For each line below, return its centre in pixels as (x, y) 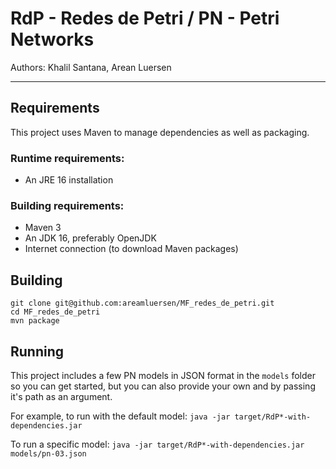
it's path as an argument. (61, 396)
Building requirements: (67, 205)
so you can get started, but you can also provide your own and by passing (163, 386)
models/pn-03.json (48, 453)
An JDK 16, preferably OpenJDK (90, 238)
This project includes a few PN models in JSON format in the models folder (163, 375)
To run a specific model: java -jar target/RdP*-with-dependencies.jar (157, 444)
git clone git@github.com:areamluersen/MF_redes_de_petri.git (142, 303)
